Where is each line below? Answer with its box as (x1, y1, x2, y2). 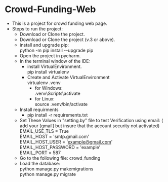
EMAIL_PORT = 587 (19, 150, 61, 156)
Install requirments (19, 106, 59, 113)
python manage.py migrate (19, 171, 76, 177)
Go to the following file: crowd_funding (19, 155, 101, 161)
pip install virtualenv (27, 68, 69, 75)
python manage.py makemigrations (19, 166, 94, 172)
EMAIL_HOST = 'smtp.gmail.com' (19, 133, 90, 139)
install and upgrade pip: (19, 42, 69, 48)
